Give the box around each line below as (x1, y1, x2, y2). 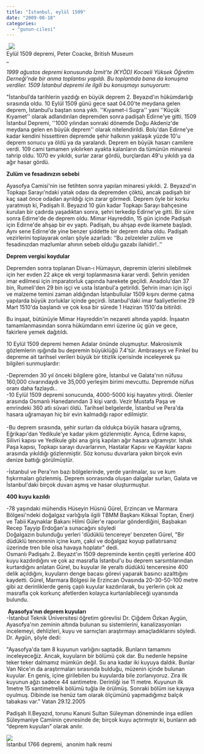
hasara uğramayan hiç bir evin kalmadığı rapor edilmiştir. (6, 411, 148, 418)
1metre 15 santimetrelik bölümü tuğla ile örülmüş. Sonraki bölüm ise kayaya (6, 685, 194, 692)
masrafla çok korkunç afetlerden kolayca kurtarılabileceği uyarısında (6, 589, 178, 597)
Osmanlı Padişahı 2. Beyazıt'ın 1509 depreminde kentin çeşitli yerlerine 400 (6, 551, 196, 558)
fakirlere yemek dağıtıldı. (6, 328, 68, 336)
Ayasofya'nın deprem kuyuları (7, 608, 87, 616)
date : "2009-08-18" (6, 15, 56, 21)
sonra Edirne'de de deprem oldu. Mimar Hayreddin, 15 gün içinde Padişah (6, 215, 192, 222)
